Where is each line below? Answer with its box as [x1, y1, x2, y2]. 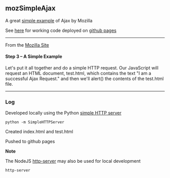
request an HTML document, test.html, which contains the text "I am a [5, 70, 152, 77]
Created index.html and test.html [5, 129, 73, 135]
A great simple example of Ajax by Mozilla [5, 17, 93, 23]
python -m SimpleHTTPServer [5, 120, 65, 125]
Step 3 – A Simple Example [5, 53, 62, 60]
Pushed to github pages [5, 138, 55, 145]
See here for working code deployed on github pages [5, 27, 117, 33]
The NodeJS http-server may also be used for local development [5, 158, 141, 164]
